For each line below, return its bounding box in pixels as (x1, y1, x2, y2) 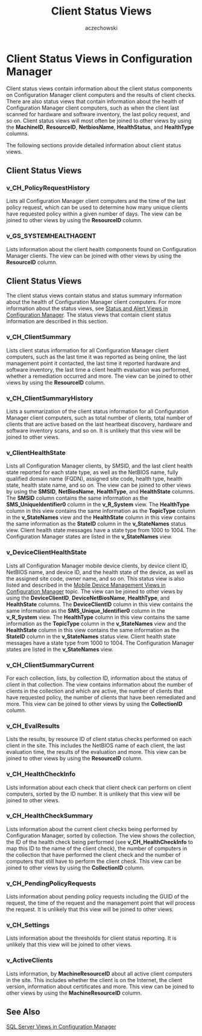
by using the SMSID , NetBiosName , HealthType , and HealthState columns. (6, 488, 195, 495)
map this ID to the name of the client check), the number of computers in (6, 845, 188, 852)
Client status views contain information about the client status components (6, 85, 192, 92)
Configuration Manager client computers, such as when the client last (6, 104, 180, 111)
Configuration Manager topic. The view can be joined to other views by (6, 587, 183, 595)
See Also (6, 1007, 40, 1017)
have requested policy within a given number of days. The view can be (6, 210, 182, 217)
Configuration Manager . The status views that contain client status (6, 311, 172, 318)
